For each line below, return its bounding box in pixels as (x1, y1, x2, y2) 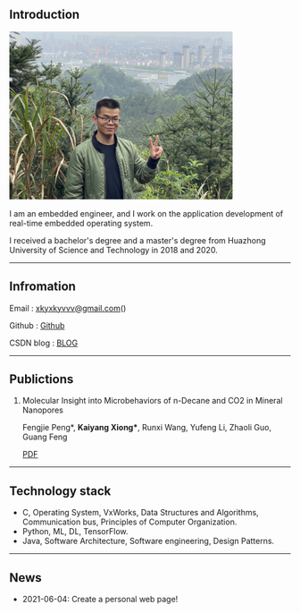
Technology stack (9, 483, 112, 498)
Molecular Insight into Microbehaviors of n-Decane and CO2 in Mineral (21, 396, 283, 406)
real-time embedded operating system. (9, 217, 154, 228)
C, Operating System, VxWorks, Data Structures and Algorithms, (21, 507, 259, 518)
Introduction (9, 7, 80, 22)
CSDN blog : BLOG (9, 337, 79, 348)
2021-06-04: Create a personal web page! (21, 594, 179, 605)
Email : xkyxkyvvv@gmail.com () (9, 302, 127, 313)
